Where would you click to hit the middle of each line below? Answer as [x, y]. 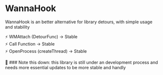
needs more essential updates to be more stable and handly [66, 67]
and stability [18, 27]
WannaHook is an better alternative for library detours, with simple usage [79, 22]
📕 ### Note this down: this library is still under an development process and [81, 62]
